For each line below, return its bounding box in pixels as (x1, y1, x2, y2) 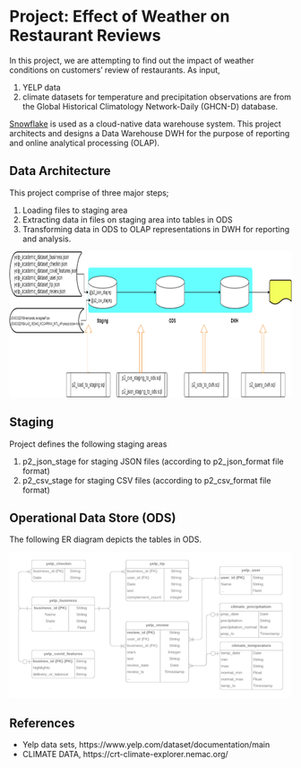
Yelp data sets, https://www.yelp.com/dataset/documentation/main (21, 739, 271, 750)
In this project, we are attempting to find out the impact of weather (9, 55, 254, 65)
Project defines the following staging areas (9, 438, 168, 449)
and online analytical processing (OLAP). (9, 137, 159, 148)
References (9, 715, 75, 730)
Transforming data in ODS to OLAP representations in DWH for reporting (21, 223, 290, 234)
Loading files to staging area (21, 205, 128, 215)
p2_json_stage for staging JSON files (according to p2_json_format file (21, 456, 284, 467)
